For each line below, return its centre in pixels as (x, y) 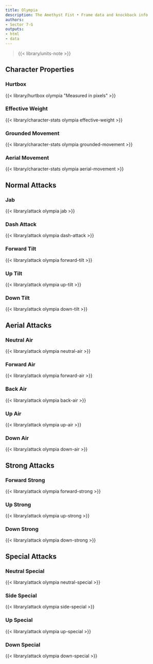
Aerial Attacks (28, 325)
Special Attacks (31, 556)
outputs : (15, 29)
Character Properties (40, 70)
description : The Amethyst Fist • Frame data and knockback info (76, 15)
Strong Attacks (30, 465)
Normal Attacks (31, 185)
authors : (15, 20)
